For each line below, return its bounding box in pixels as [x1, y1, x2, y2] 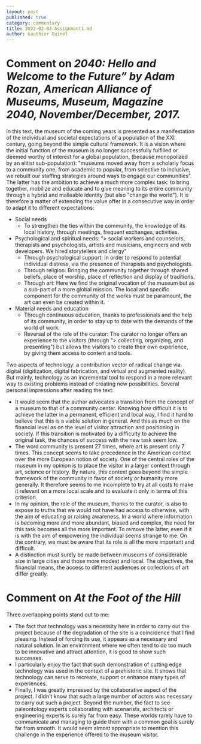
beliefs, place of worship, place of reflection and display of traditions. [23, 273, 196, 281]
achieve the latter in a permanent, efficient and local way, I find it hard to [14, 411, 193, 418]
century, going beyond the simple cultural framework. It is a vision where [6, 140, 186, 147]
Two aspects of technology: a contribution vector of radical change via [6, 361, 181, 369]
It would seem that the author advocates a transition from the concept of [14, 398, 194, 405]
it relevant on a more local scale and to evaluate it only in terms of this [14, 487, 188, 495]
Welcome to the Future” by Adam [6, 70, 175, 83]
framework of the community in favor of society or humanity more [14, 475, 178, 482]
